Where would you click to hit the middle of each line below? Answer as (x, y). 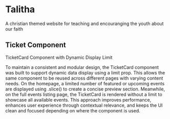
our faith (14, 29)
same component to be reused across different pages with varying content (84, 78)
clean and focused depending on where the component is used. (73, 110)
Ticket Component (36, 45)
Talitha (20, 9)
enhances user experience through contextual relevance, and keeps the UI (84, 105)
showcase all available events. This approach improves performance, (78, 100)
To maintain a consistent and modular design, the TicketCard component (82, 67)
